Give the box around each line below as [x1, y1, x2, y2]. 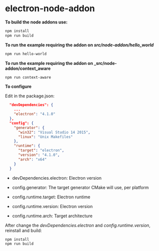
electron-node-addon [5, 3, 95, 14]
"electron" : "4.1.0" [14, 112, 56, 117]
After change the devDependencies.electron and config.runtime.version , [5, 222, 151, 228]
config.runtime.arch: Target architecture [12, 213, 93, 219]
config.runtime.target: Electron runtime [12, 194, 91, 200]
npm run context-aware [5, 75, 51, 80]
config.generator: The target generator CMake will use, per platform [12, 184, 149, 190]
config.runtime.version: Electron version [12, 203, 93, 209]
